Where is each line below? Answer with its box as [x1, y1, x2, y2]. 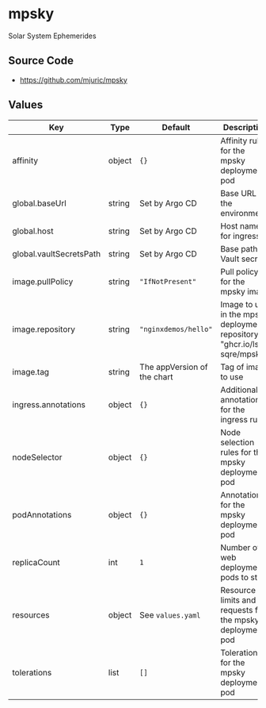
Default [161, 121, 191, 133]
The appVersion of [139, 361, 208, 372]
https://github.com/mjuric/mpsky [19, 75, 128, 84]
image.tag [12, 366, 50, 377]
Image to [220, 298, 253, 310]
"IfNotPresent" [139, 277, 196, 286]
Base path [220, 243, 258, 254]
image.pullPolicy [12, 275, 74, 287]
